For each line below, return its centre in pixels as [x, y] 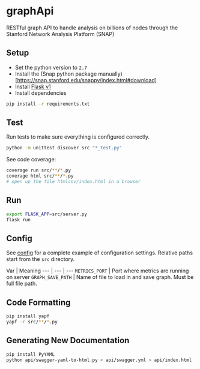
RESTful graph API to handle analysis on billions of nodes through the [92, 28]
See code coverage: [31, 160]
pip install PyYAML [31, 354]
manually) [111, 74]
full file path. [22, 284]
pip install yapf [28, 316]
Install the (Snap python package [56, 74]
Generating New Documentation [68, 340]
